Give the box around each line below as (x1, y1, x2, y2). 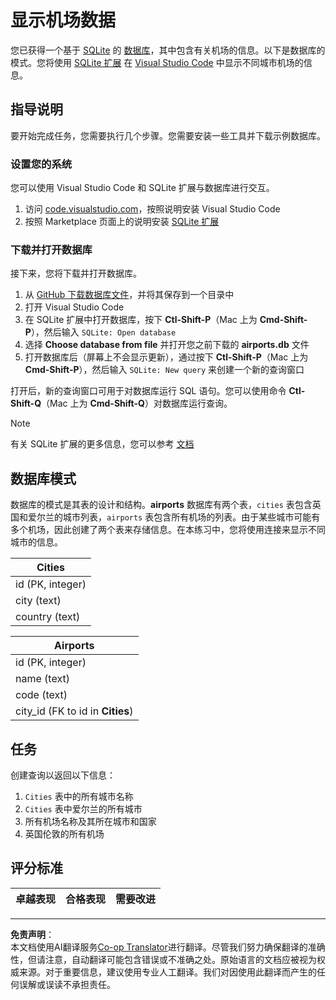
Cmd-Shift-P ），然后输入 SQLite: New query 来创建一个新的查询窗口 (24, 364, 305, 376)
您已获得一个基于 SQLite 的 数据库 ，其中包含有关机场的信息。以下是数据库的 (10, 44, 326, 56)
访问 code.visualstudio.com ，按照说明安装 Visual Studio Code (24, 203, 281, 215)
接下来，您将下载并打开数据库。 (10, 267, 142, 280)
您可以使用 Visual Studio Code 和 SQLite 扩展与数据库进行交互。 (10, 182, 275, 194)
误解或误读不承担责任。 (18, 978, 116, 990)
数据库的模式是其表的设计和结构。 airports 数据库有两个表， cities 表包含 (10, 499, 313, 511)
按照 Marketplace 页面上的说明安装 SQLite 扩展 (24, 216, 220, 228)
